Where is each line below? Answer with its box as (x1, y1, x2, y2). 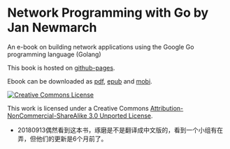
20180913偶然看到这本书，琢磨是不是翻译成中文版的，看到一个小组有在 (17, 125, 224, 134)
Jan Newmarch (7, 19, 97, 36)
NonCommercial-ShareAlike (7, 111, 87, 120)
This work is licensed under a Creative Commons (7, 104, 149, 112)
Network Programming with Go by (7, 5, 209, 21)
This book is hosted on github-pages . (7, 63, 115, 72)
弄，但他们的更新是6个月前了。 (17, 134, 108, 143)
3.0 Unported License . (88, 111, 153, 120)
